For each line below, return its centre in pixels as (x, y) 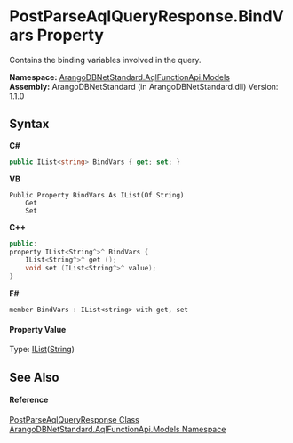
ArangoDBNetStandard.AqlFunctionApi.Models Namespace (118, 429)
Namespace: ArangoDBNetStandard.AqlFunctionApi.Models (120, 77)
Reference (29, 400)
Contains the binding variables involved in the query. (105, 60)
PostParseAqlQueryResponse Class (74, 419)
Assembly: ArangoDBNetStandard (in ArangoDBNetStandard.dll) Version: (144, 86)
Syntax (29, 124)
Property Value (38, 329)
